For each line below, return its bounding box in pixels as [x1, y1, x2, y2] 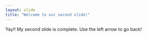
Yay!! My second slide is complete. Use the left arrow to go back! [5, 26, 142, 32]
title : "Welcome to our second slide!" [5, 12, 90, 17]
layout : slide [5, 7, 36, 13]
